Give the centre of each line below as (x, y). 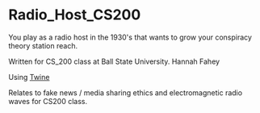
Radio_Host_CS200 (75, 15)
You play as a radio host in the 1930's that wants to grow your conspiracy (130, 37)
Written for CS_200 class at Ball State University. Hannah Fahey (114, 61)
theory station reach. (43, 45)
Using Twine (29, 77)
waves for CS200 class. (48, 101)
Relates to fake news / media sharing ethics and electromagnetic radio (126, 92)
